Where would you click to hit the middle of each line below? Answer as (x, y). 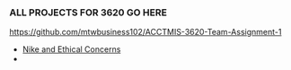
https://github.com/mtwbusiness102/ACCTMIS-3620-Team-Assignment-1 (145, 32)
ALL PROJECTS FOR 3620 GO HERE (88, 13)
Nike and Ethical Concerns (71, 49)
